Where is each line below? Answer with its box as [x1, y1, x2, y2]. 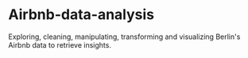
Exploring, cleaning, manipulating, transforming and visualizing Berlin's [8, 32, 241, 41]
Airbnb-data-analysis [8, 6, 155, 24]
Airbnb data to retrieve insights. [8, 40, 111, 49]
